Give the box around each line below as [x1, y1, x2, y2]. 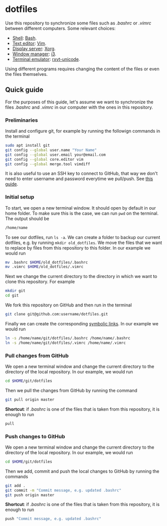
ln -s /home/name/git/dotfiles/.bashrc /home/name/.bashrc [5, 335, 131, 340]
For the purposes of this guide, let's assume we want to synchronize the [5, 99, 154, 105]
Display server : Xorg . [12, 45, 56, 51]
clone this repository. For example [5, 278, 75, 285]
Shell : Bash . [12, 35, 37, 41]
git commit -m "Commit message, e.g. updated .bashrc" [5, 488, 122, 493]
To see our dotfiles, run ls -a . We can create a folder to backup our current [5, 234, 161, 240]
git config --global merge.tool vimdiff [5, 161, 91, 167]
